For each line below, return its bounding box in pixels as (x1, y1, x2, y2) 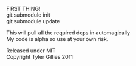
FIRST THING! (6, 5, 41, 12)
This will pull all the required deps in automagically (6, 29, 130, 36)
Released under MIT (6, 47, 56, 54)
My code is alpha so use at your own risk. (6, 36, 109, 42)
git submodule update (6, 18, 60, 24)
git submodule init (6, 11, 51, 18)
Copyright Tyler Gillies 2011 (6, 54, 73, 60)
